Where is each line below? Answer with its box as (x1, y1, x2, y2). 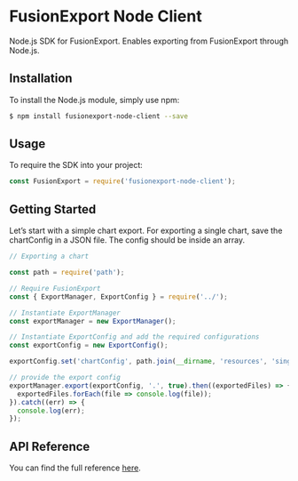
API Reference (9, 438, 90, 454)
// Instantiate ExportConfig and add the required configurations (9, 333, 260, 341)
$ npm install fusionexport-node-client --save (9, 111, 189, 121)
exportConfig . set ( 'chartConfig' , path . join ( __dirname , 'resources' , (9, 357, 268, 366)
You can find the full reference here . (9, 462, 142, 473)
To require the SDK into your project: (9, 160, 144, 171)
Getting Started (9, 202, 97, 217)
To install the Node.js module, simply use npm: (9, 94, 180, 105)
